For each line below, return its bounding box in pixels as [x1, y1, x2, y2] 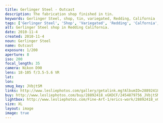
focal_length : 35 [5, 61, 40, 66]
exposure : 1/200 [5, 47, 38, 52]
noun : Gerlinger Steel [5, 39, 51, 44]
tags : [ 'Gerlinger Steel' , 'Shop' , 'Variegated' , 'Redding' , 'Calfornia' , [5, 20, 160, 26]
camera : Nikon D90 [5, 66, 42, 71]
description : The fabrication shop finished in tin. [5, 12, 114, 16]
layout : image [5, 106, 34, 111]
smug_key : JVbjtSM [5, 83, 42, 89]
